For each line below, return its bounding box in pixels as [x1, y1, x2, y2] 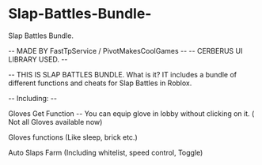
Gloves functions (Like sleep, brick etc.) [8, 132, 138, 142]
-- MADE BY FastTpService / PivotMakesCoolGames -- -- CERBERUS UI [8, 46, 243, 55]
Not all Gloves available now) [8, 117, 103, 126]
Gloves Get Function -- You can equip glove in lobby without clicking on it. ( [8, 108, 255, 118]
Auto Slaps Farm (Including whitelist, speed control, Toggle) [8, 148, 203, 157]
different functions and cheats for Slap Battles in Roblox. [8, 78, 192, 88]
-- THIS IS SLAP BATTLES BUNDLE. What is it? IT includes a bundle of [8, 69, 237, 79]
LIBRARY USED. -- [8, 54, 68, 64]
